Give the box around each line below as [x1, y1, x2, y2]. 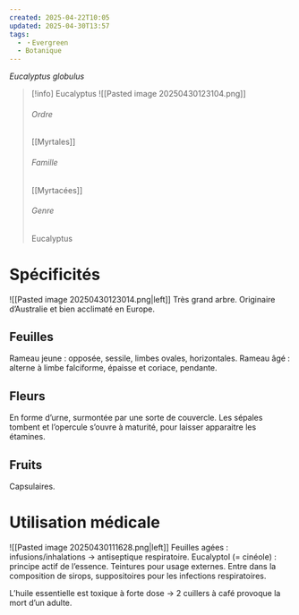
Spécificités [9, 264, 101, 285]
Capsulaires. [9, 481, 56, 492]
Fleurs [9, 389, 46, 404]
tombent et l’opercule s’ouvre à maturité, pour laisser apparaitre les [9, 422, 257, 432]
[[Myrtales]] [30, 136, 76, 148]
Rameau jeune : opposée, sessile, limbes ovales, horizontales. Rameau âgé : [9, 353, 291, 363]
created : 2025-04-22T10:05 [9, 13, 110, 22]
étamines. [9, 431, 47, 442]
